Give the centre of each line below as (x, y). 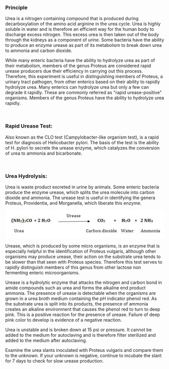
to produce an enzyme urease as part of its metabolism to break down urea (83, 45)
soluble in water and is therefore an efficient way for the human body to (80, 29)
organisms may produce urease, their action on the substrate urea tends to (83, 257)
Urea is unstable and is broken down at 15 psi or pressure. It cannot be (79, 330)
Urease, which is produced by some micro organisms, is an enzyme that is (82, 245)
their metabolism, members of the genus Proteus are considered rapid (78, 66)
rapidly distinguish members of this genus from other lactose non (73, 267)
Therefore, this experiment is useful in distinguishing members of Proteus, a (84, 77)
